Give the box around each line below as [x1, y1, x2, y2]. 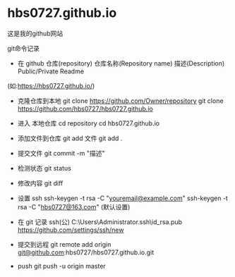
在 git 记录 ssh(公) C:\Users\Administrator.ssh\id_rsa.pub [17, 217, 182, 226]
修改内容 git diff [17, 178, 64, 187]
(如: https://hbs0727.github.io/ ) [7, 81, 95, 90]
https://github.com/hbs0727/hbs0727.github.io [17, 104, 153, 113]
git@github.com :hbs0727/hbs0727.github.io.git [17, 248, 155, 257]
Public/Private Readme [17, 67, 85, 75]
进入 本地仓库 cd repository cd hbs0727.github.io [17, 118, 160, 128]
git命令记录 [7, 44, 40, 52]
